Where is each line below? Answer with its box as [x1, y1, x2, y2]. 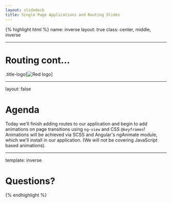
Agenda [5, 104, 39, 116]
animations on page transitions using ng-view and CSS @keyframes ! [5, 126, 145, 132]
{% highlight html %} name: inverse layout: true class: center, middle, [5, 26, 151, 32]
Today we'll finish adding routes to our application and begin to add [5, 121, 147, 127]
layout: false [5, 86, 31, 92]
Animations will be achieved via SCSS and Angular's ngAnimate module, [5, 131, 158, 138]
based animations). [5, 143, 46, 149]
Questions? [5, 175, 55, 187]
